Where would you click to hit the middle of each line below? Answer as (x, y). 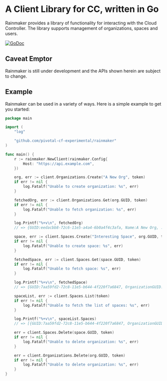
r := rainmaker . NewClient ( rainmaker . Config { (61, 159)
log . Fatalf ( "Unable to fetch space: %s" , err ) (72, 269)
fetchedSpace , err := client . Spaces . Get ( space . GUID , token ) (78, 259)
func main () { (20, 154)
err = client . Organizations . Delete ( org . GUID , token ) (70, 355)
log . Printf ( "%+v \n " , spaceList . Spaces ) (55, 319)
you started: (17, 109)
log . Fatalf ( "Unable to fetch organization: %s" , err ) (80, 209)
